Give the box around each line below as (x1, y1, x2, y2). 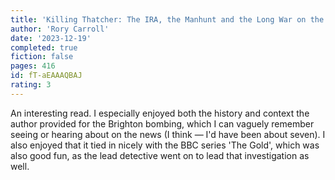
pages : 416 (10, 61, 56, 71)
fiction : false (10, 52, 74, 62)
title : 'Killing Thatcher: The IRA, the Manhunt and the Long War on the (10, 14, 325, 25)
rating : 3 (10, 80, 52, 90)
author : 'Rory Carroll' (10, 24, 110, 34)
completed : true (10, 42, 78, 53)
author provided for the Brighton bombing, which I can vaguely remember (10, 117, 315, 130)
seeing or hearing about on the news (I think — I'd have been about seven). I (10, 128, 326, 140)
